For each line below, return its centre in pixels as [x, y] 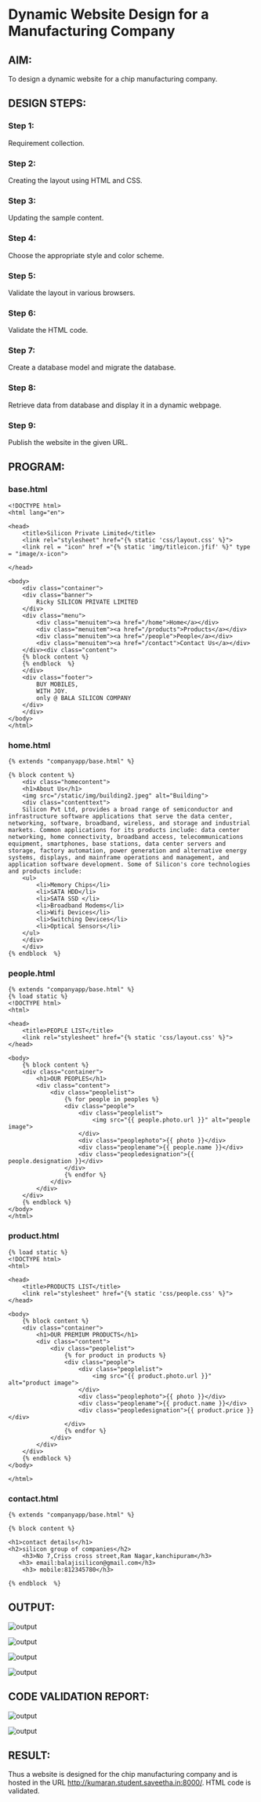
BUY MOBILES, [58, 684]
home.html [29, 745]
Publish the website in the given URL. [68, 443]
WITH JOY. [52, 691]
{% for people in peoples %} [111, 1100]
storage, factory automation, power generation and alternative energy [127, 851]
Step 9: [22, 425]
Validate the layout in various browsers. [72, 293]
